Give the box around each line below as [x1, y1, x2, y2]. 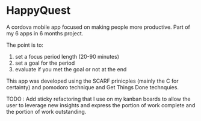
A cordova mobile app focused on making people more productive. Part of [6, 23, 191, 31]
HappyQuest [6, 4, 71, 17]
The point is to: [6, 41, 44, 49]
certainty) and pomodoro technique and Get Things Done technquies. [6, 83, 179, 90]
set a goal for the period [14, 59, 75, 66]
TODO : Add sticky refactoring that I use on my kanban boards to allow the [6, 95, 191, 102]
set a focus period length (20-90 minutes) [14, 53, 119, 60]
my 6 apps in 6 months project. [6, 29, 84, 37]
